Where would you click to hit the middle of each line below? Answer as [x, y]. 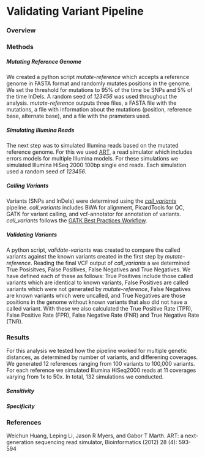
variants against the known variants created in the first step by [85, 256]
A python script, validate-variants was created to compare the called [93, 250]
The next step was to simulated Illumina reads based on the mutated [92, 145]
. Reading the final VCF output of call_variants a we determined [110, 263]
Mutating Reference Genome [44, 61]
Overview [21, 31]
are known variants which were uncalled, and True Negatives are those [96, 295]
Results [18, 337]
